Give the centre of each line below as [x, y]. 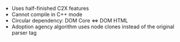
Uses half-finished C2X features [50, 8]
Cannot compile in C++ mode [47, 14]
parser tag [24, 33]
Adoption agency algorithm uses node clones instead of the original [93, 26]
